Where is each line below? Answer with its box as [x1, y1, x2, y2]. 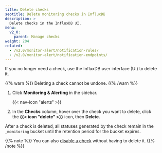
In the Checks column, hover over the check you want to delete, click [12, 109, 152, 115]
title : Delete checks [5, 7, 49, 12]
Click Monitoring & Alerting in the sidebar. [12, 90, 98, 96]
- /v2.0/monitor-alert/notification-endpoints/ [9, 52, 108, 57]
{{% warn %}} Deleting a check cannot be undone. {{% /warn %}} [5, 80, 138, 86]
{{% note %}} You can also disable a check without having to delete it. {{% [5, 138, 155, 144]
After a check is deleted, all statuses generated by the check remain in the [5, 123, 154, 129]
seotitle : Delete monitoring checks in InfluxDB [5, 12, 106, 17]
